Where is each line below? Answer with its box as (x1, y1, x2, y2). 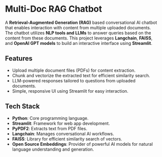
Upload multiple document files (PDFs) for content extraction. (12, 67, 136, 73)
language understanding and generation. (12, 146, 94, 152)
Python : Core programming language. (12, 115, 89, 121)
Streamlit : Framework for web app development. (12, 120, 110, 126)
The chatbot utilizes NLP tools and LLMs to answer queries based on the (5, 30, 151, 36)
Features (5, 55, 33, 63)
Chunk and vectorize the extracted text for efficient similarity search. (12, 72, 150, 78)
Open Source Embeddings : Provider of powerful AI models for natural (12, 141, 153, 147)
